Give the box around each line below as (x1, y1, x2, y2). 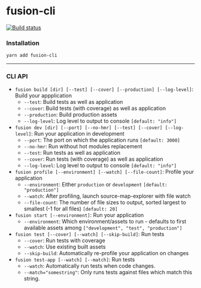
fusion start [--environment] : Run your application (14, 212, 144, 219)
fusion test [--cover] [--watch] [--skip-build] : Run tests (14, 231, 165, 238)
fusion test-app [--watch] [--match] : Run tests (14, 256, 135, 264)
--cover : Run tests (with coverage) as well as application (23, 155, 163, 163)
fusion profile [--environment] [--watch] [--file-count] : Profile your (14, 168, 194, 176)
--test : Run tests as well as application (23, 149, 121, 157)
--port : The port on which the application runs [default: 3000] (23, 136, 181, 144)
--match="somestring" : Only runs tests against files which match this (23, 269, 193, 276)
